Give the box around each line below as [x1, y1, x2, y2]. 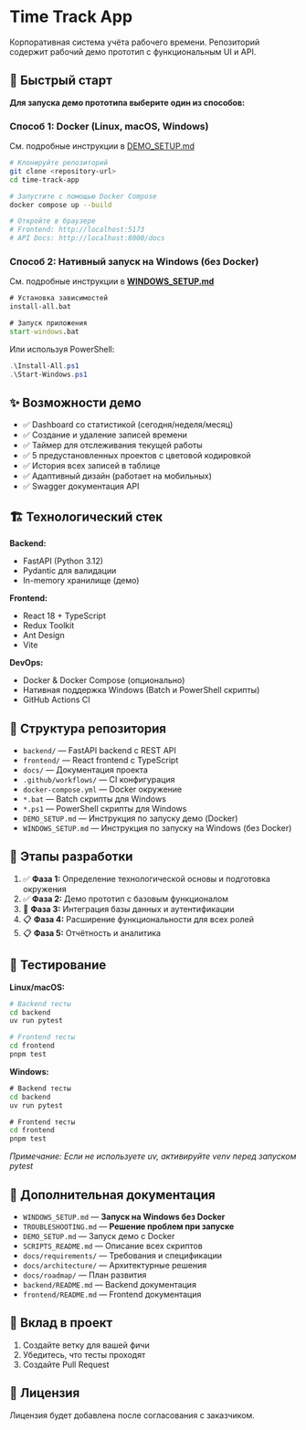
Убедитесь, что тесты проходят [22, 1349, 146, 1360]
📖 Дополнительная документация [9, 1187, 216, 1203]
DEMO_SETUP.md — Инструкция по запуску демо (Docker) [22, 813, 238, 824]
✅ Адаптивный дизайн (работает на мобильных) [22, 470, 213, 481]
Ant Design [22, 630, 66, 641]
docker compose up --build [9, 200, 112, 209]
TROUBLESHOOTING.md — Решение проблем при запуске [22, 1221, 235, 1232]
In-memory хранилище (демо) [22, 575, 140, 586]
